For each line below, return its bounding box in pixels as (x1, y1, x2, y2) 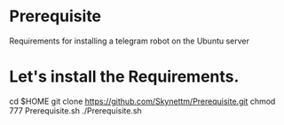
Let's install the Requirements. (9, 66, 240, 87)
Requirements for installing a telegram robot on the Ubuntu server (9, 35, 250, 46)
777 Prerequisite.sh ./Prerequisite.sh (9, 105, 142, 116)
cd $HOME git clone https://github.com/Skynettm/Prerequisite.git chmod (9, 96, 276, 106)
